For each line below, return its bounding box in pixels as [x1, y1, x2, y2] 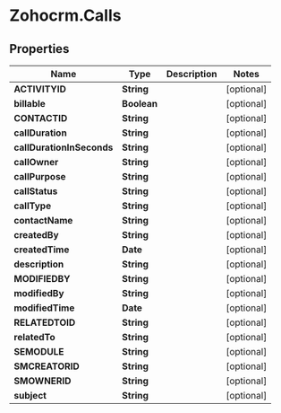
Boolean [122, 98, 158, 110]
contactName [13, 215, 73, 226]
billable [13, 98, 47, 110]
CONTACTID [13, 112, 68, 124]
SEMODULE [13, 346, 64, 357]
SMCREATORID [13, 360, 81, 373]
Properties [9, 41, 70, 57]
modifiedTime [13, 302, 75, 314]
